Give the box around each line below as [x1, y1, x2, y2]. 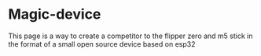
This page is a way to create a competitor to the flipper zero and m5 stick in [8, 31, 253, 40]
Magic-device [8, 5, 101, 23]
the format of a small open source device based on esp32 [8, 39, 196, 48]
